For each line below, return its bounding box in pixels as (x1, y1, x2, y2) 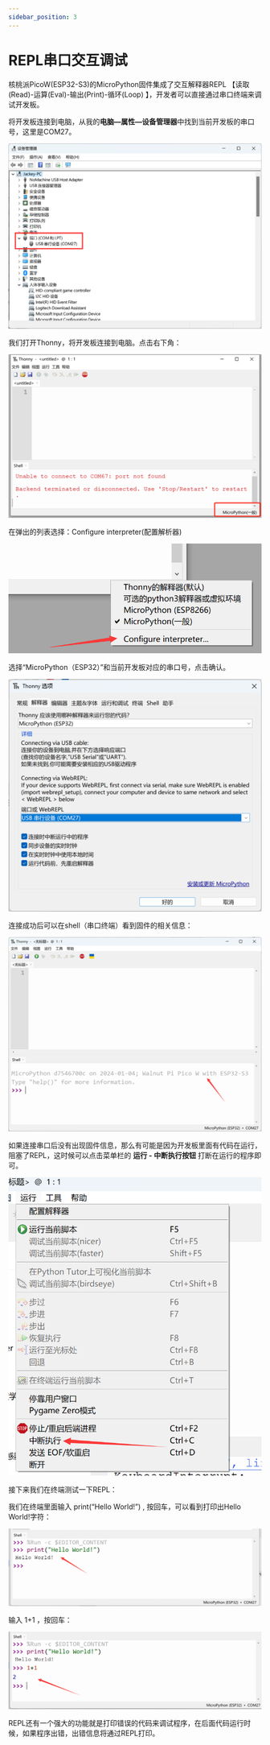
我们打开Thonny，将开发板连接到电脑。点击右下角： (8, 338, 182, 348)
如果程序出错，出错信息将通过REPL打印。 (22, 1728, 160, 1739)
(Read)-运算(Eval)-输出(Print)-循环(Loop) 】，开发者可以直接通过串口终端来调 (8, 89, 262, 99)
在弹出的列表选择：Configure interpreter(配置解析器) (8, 527, 182, 537)
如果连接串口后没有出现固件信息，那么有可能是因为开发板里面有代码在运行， (8, 1140, 262, 1151)
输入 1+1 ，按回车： (8, 1615, 72, 1625)
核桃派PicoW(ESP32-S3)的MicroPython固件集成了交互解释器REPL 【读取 (8, 79, 250, 89)
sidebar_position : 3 (8, 13, 78, 21)
